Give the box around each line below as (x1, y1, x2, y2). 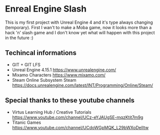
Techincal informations (5, 49, 77, 57)
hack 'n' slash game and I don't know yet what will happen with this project (5, 30, 155, 35)
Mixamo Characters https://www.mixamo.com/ (12, 72, 106, 78)
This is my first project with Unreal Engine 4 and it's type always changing (5, 19, 153, 25)
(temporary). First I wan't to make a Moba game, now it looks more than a (5, 24, 152, 30)
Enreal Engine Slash (5, 3, 87, 15)
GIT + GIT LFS (12, 61, 41, 67)
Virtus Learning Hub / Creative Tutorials (12, 109, 92, 115)
